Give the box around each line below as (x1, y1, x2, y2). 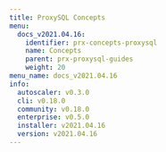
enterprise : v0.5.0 (17, 113, 90, 122)
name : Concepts (25, 46, 82, 55)
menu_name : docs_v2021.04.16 (9, 72, 118, 80)
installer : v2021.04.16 (17, 122, 105, 131)
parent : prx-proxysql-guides (25, 55, 134, 63)
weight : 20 (25, 63, 66, 72)
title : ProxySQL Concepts (9, 13, 105, 22)
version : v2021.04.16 (17, 130, 98, 139)
